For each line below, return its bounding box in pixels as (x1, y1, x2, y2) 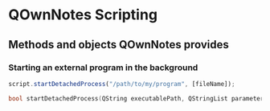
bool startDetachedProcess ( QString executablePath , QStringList (8, 94, 228, 102)
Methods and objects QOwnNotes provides (8, 38, 229, 51)
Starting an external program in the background (8, 62, 198, 73)
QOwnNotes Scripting (8, 6, 158, 24)
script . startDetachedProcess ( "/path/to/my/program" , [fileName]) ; (8, 80, 235, 88)
